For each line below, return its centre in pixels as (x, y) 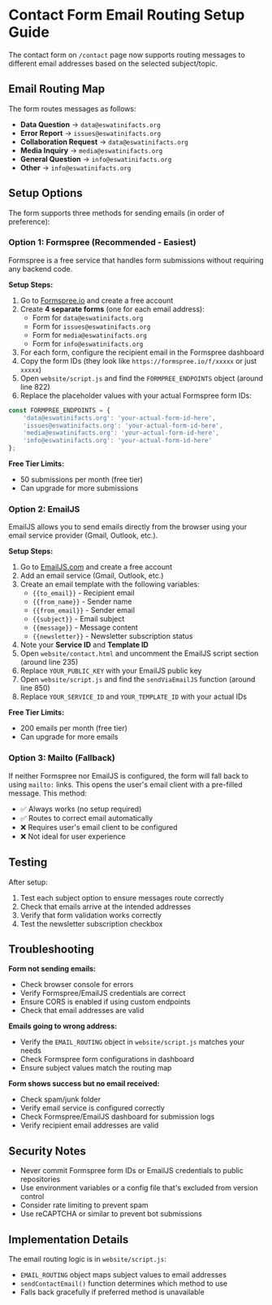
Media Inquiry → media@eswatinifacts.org (91, 150)
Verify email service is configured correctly (92, 1108)
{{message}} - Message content (85, 627)
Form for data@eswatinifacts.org (88, 317)
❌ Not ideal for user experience (73, 836)
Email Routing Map (57, 89)
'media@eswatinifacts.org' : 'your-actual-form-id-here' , (121, 433)
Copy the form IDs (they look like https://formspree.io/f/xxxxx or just (138, 360)
